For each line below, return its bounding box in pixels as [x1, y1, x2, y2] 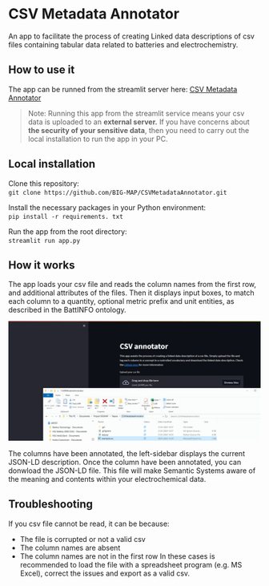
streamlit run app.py [8, 236, 81, 245]
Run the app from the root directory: [8, 226, 127, 236]
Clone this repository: [8, 178, 80, 188]
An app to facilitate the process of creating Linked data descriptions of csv [8, 31, 255, 41]
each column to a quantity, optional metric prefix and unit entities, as [8, 297, 235, 306]
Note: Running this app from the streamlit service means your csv [27, 108, 245, 118]
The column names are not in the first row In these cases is [19, 551, 215, 561]
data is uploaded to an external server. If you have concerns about [27, 117, 250, 127]
